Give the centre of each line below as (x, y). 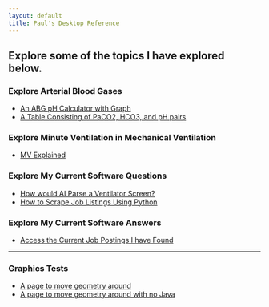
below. (25, 68)
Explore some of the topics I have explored (116, 56)
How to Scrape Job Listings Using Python (88, 202)
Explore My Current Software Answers (85, 223)
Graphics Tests (38, 268)
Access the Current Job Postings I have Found (96, 240)
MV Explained (43, 155)
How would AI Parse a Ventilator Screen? (87, 193)
